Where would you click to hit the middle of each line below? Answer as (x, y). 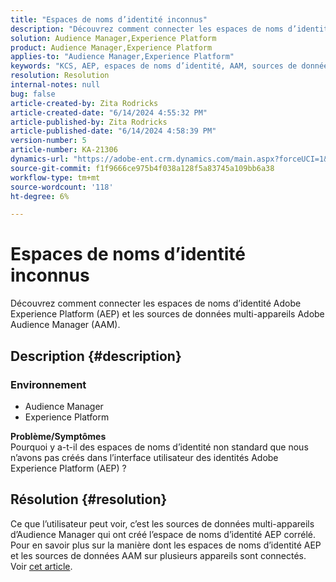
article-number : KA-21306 (64, 150)
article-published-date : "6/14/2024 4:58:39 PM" (113, 131)
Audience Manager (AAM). (65, 325)
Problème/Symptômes (58, 436)
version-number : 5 (48, 141)
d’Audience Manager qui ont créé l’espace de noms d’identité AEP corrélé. (163, 534)
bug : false (33, 94)
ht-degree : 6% (40, 196)
